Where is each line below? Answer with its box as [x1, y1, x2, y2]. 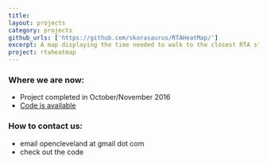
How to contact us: [8, 120, 83, 131]
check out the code [19, 147, 84, 157]
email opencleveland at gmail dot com [19, 138, 145, 148]
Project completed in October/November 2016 [19, 93, 171, 102]
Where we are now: [8, 74, 85, 85]
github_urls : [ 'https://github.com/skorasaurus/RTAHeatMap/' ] [8, 33, 219, 42]
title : [8, 11, 30, 20]
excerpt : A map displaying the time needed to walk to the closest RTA [8, 41, 250, 49]
